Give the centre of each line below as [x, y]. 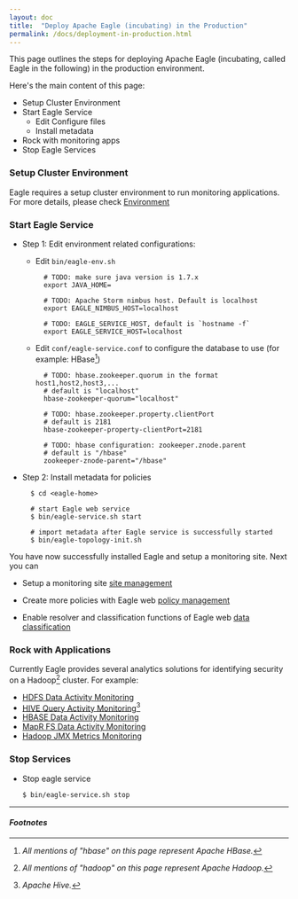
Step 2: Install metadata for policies [86, 477]
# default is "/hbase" [85, 453]
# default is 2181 [77, 422]
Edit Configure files [71, 121]
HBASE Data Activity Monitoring [80, 717]
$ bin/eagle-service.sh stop [76, 794]
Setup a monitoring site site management [97, 582]
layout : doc [31, 17]
